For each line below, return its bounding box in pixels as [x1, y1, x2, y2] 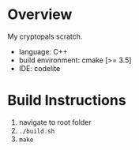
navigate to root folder [18, 117, 92, 127]
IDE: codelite [18, 63, 61, 73]
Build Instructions [7, 92, 127, 110]
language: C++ [18, 47, 68, 56]
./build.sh [18, 127, 55, 135]
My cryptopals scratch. [7, 32, 83, 41]
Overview [7, 6, 73, 24]
